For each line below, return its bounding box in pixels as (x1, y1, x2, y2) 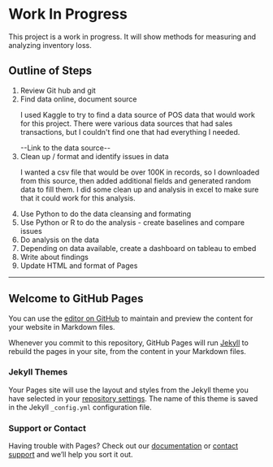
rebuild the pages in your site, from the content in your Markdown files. (8, 346, 246, 356)
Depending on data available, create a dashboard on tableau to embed (19, 243, 257, 253)
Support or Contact (8, 422, 87, 434)
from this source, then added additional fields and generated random (19, 175, 252, 185)
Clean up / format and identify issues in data (19, 151, 169, 161)
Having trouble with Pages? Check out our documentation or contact (8, 441, 238, 451)
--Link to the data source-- (19, 143, 111, 153)
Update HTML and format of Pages (19, 261, 138, 270)
